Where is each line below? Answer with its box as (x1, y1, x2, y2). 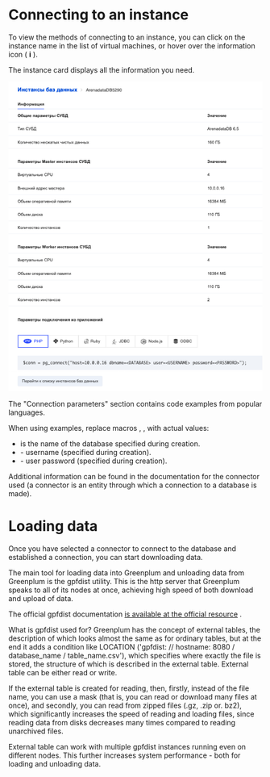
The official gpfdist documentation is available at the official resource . (8, 609, 243, 619)
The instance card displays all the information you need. (8, 65, 195, 74)
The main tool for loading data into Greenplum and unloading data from (8, 567, 244, 578)
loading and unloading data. (8, 758, 102, 768)
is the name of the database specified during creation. (19, 438, 201, 449)
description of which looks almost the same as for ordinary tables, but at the (8, 633, 262, 643)
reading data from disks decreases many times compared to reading (8, 717, 236, 727)
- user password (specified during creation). (19, 456, 168, 466)
